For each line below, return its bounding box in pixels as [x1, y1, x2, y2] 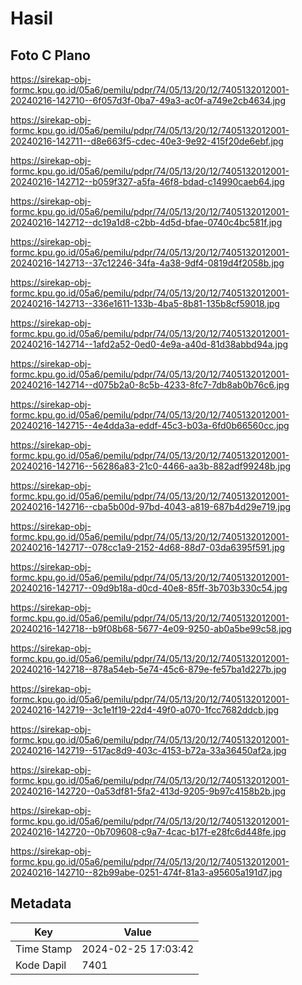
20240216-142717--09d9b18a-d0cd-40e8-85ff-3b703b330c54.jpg [10, 582, 288, 594]
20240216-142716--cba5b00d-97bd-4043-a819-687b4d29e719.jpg [10, 501, 292, 512]
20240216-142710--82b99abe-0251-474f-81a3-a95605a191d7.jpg [10, 867, 283, 878]
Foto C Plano [10, 47, 91, 64]
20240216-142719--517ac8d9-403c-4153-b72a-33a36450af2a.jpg [10, 745, 287, 756]
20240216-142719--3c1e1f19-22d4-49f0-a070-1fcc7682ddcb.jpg [10, 704, 280, 716]
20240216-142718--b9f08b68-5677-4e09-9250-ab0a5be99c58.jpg [10, 623, 292, 634]
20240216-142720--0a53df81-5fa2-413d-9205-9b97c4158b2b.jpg [10, 785, 287, 797]
